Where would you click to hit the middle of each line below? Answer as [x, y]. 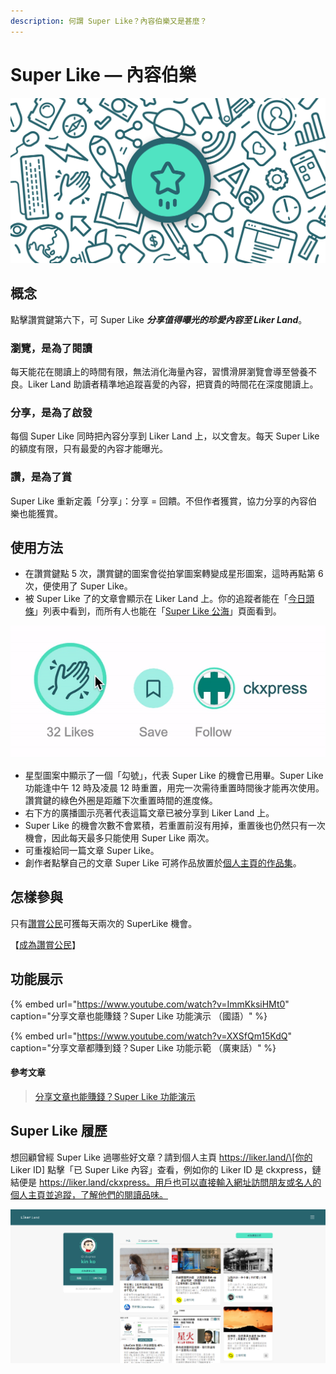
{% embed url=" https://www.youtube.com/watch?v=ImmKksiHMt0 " [150, 1004]
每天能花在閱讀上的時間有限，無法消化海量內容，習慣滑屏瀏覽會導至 [150, 371]
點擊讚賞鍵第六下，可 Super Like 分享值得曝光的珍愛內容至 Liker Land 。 [159, 319]
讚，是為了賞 [41, 477]
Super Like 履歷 [59, 1131]
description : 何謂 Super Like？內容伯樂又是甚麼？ [109, 21]
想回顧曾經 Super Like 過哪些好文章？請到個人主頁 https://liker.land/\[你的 [161, 1157]
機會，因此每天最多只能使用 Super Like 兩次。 [119, 838]
